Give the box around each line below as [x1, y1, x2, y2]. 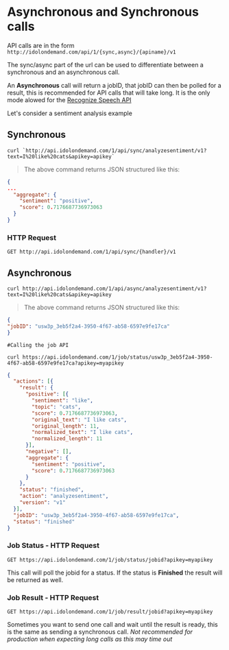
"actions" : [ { [13, 378, 53, 385]
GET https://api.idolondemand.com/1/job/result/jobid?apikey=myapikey [7, 608, 213, 616]
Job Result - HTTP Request [7, 592, 99, 602]
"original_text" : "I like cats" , [32, 416, 128, 423]
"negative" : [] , [25, 448, 72, 455]
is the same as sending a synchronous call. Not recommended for [7, 628, 193, 636]
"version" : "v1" [19, 499, 67, 506]
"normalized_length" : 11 [32, 435, 103, 442]
